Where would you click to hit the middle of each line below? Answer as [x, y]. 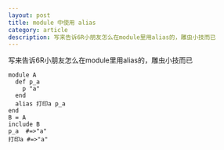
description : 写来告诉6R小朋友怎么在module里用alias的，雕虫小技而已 [112, 37]
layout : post [29, 15]
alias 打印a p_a [40, 104]
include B [24, 125]
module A [22, 75]
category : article [38, 30]
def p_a [28, 82]
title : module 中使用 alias [52, 23]
